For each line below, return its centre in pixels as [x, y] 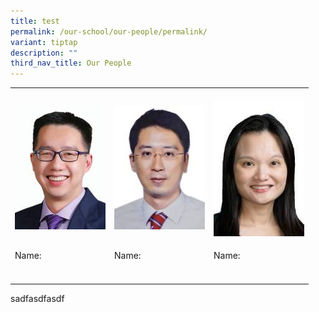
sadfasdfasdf [37, 298]
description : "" [44, 53]
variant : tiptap [44, 42]
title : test [35, 21]
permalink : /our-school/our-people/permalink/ [109, 31]
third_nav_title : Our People [71, 63]
